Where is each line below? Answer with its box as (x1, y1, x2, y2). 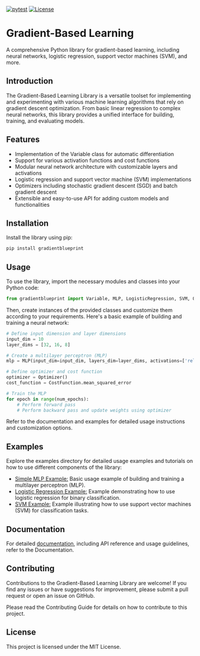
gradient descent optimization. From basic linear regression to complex (6, 104, 181, 111)
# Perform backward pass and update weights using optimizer (17, 407, 171, 414)
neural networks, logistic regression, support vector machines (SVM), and (6, 52, 187, 60)
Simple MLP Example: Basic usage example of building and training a (14, 475, 185, 483)
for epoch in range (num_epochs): (6, 396, 89, 402)
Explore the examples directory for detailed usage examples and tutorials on (6, 458, 193, 465)
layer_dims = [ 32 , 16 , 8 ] (6, 341, 70, 348)
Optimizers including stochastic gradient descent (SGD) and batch (14, 182, 178, 189)
